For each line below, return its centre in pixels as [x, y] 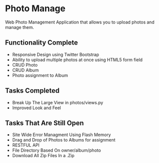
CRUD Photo [25, 65]
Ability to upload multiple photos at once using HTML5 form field [77, 60]
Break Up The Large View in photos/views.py [58, 102]
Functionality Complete [42, 43]
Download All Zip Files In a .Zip [43, 156]
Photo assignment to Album [40, 75]
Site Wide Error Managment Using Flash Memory [61, 135]
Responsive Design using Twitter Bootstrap [56, 54]
